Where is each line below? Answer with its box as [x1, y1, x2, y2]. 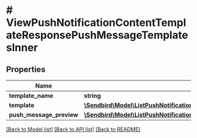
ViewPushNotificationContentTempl [6, 16, 186, 29]
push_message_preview [9, 111, 79, 119]
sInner [6, 41, 38, 55]
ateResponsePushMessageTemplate [6, 29, 189, 42]
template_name [9, 92, 54, 100]
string [84, 92, 101, 100]
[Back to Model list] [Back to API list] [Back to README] [6, 126, 141, 133]
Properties [6, 64, 46, 74]
